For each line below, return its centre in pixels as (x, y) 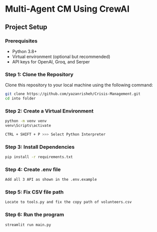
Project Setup (26, 27)
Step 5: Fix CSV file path (34, 192)
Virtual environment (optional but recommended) (61, 57)
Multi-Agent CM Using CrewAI (67, 9)
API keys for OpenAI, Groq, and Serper (51, 61)
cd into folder (20, 98)
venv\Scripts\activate (28, 126)
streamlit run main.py (28, 225)
